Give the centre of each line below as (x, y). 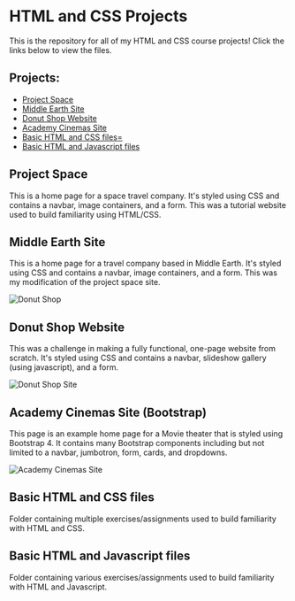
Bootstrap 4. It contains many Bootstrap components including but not (137, 443)
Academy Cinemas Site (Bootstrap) (108, 412)
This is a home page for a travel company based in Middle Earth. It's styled (145, 264)
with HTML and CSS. (47, 528)
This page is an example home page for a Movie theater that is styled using (146, 434)
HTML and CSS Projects (98, 16)
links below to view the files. (61, 50)
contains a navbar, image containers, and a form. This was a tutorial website (148, 204)
